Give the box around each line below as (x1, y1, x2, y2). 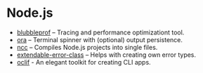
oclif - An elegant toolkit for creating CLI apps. (16, 58, 152, 66)
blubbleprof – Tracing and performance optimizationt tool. (16, 28, 185, 36)
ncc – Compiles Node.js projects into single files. (16, 43, 158, 51)
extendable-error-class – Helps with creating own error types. (16, 51, 197, 59)
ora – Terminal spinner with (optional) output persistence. (16, 35, 183, 44)
